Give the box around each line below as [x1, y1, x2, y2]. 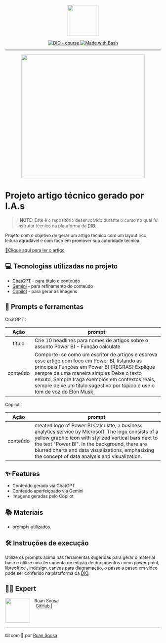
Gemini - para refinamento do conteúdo [12, 283, 93, 289]
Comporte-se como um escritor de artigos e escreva [34, 351, 158, 358]
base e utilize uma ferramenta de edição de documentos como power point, [5, 560, 160, 565]
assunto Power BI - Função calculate [34, 343, 121, 350]
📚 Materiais [5, 508, 43, 517]
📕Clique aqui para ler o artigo [5, 247, 65, 253]
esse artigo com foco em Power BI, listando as [34, 357, 142, 364]
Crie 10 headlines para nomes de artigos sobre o [34, 337, 148, 344]
